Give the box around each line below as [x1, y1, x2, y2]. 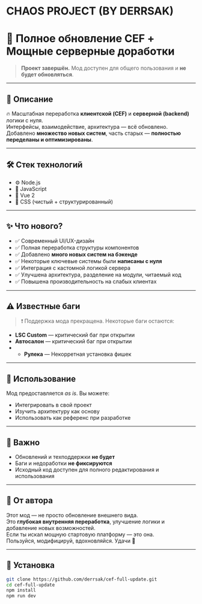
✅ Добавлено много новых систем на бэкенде [14, 251, 138, 258]
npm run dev [6, 593, 36, 599]
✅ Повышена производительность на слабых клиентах [14, 278, 157, 285]
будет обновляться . [20, 71, 74, 78]
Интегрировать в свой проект [14, 402, 92, 409]
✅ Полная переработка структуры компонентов [14, 244, 139, 251]
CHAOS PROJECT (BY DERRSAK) [6, 4, 174, 18]
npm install [6, 587, 36, 594]
